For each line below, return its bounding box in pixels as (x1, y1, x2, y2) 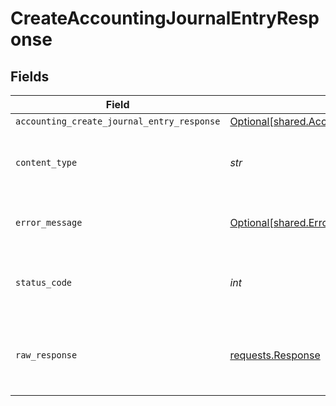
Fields (10, 68, 50, 85)
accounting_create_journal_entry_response (15, 116, 221, 127)
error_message (15, 217, 83, 228)
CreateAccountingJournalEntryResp (10, 7, 320, 30)
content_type (15, 157, 78, 168)
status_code (15, 277, 73, 288)
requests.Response (229, 348, 321, 362)
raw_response (15, 350, 78, 361)
